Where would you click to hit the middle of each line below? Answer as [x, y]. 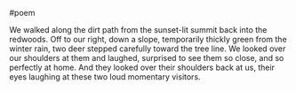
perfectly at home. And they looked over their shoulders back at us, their [142, 67]
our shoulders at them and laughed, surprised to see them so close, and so [147, 58]
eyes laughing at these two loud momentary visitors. [105, 77]
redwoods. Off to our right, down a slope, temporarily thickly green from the [148, 39]
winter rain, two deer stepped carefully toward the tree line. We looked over [148, 49]
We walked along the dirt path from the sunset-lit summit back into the [138, 30]
